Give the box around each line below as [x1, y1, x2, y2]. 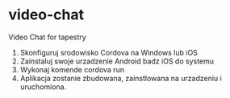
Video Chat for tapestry [8, 32, 86, 42]
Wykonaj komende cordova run [19, 64, 125, 74]
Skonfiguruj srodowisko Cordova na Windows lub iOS [19, 47, 198, 57]
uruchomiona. [19, 82, 67, 92]
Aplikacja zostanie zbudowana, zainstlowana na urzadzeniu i [19, 73, 222, 83]
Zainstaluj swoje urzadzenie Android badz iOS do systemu [19, 56, 215, 66]
